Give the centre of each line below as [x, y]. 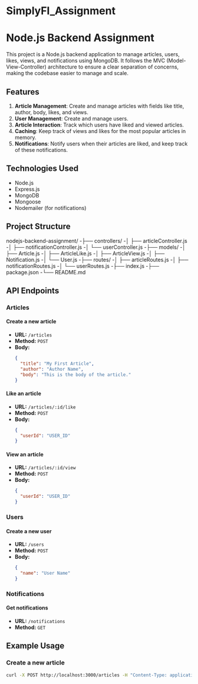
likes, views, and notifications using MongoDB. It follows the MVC [86, 61]
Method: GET [30, 627]
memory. [25, 137]
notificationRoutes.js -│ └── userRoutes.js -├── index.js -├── [83, 266]
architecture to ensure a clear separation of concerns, [113, 67]
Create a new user [29, 531]
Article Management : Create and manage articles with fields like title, [99, 106]
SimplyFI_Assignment [61, 11]
